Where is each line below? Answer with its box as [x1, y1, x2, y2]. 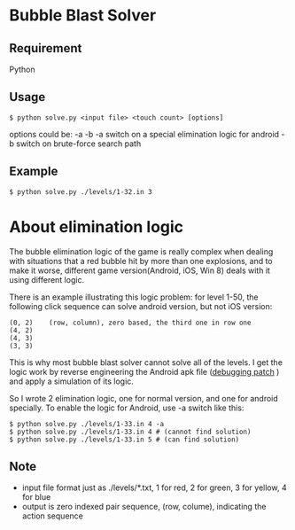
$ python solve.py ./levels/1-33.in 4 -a [9, 419, 165, 428]
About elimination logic [9, 216, 184, 237]
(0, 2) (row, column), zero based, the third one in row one [9, 318, 252, 327]
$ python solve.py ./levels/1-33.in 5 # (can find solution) [9, 435, 240, 444]
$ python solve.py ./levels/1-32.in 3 [9, 187, 152, 196]
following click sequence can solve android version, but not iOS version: [9, 300, 273, 311]
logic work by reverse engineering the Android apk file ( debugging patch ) [9, 366, 280, 377]
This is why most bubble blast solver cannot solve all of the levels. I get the [9, 356, 283, 368]
